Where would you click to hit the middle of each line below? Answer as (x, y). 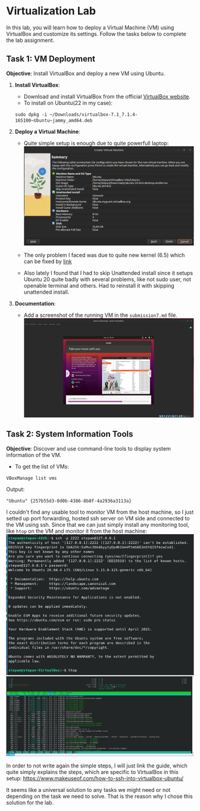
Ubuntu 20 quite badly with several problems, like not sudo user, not (107, 279)
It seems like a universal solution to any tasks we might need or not (88, 790)
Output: (15, 489)
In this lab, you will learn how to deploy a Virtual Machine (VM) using (90, 27)
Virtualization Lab (51, 11)
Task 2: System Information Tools (70, 434)
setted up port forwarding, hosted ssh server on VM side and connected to (98, 518)
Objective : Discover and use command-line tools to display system (88, 448)
